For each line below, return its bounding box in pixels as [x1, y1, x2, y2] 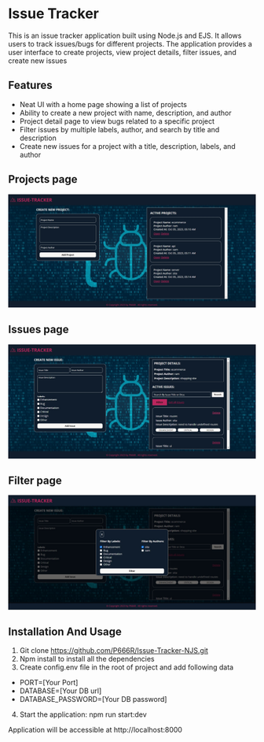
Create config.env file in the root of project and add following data [19, 662, 234, 672]
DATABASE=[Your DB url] [19, 686, 102, 696]
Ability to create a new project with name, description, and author [19, 108, 232, 117]
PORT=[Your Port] [19, 678, 79, 688]
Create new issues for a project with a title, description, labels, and [19, 141, 236, 150]
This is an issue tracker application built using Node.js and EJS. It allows [8, 31, 242, 40]
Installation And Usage [8, 625, 122, 639]
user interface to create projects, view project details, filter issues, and [8, 47, 237, 57]
